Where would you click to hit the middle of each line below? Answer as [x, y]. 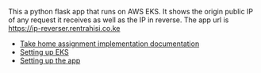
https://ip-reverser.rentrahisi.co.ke [64, 28]
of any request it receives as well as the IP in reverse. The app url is [119, 20]
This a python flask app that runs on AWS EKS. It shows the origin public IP [131, 12]
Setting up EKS [44, 52]
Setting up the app [50, 60]
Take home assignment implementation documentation [109, 44]
